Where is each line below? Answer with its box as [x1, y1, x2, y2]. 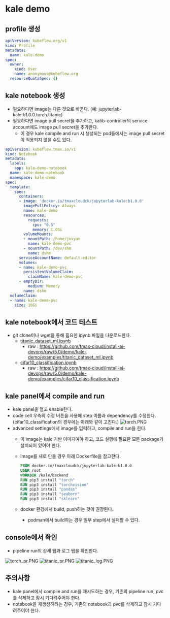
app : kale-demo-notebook [14, 166, 67, 171]
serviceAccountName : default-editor [18, 255, 96, 261]
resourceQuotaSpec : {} [10, 76, 58, 81]
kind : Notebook [5, 151, 38, 156]
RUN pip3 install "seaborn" [20, 492, 80, 497]
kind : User [14, 67, 38, 72]
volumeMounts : [23, 232, 53, 237]
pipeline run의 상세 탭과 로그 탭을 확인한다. [12, 547, 98, 554]
